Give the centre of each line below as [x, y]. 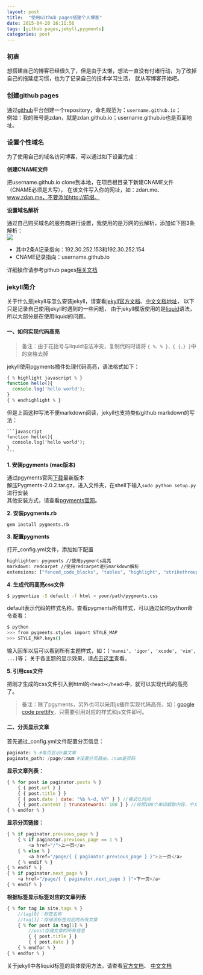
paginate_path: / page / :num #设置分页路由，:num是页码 [71, 759]
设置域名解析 [23, 210]
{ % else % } [34, 851]
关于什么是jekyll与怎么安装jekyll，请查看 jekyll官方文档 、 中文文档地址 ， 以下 [101, 301]
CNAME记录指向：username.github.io [63, 257]
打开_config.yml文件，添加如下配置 [50, 549]
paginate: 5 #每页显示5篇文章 [42, 753]
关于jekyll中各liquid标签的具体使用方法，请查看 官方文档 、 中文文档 [89, 965]
